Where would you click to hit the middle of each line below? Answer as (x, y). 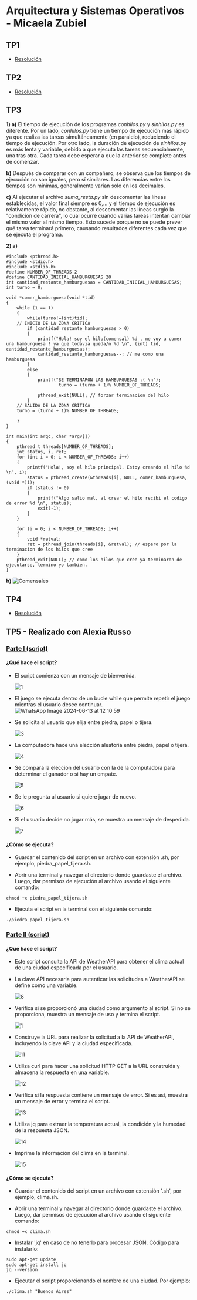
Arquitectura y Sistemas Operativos (95, 11)
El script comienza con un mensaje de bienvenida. (75, 675)
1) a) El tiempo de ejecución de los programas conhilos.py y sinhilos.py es (95, 124)
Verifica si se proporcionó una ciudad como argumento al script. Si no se (102, 1008)
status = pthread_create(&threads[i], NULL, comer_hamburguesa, (107, 477)
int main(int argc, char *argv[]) (48, 436)
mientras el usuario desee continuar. (59, 704)
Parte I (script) (27, 648)
